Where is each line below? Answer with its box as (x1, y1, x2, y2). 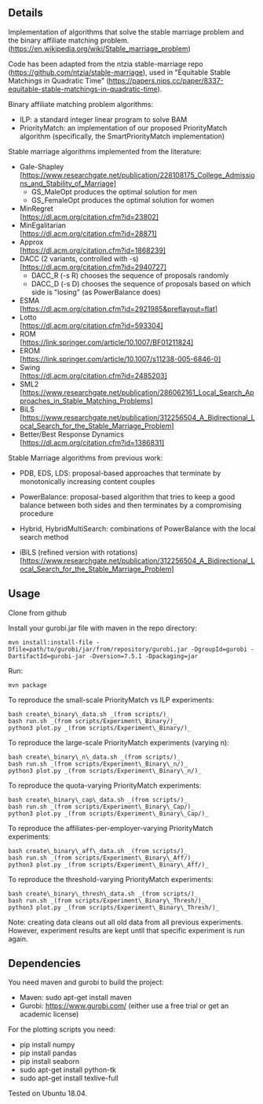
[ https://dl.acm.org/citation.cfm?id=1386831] (19, 438, 165, 447)
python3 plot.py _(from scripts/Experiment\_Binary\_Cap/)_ (8, 810, 210, 818)
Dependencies (8, 957, 81, 970)
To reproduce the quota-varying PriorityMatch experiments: (8, 781, 202, 790)
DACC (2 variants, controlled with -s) (19, 253, 139, 263)
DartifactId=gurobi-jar (8, 652, 86, 660)
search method (19, 532, 69, 541)
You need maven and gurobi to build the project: (8, 977, 164, 987)
